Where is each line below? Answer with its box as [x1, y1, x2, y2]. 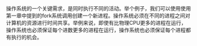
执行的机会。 [11, 34, 42, 40]
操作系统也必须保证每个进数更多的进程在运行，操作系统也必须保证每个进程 [6, 26, 186, 33]
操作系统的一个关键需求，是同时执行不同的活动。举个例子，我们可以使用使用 [6, 5, 191, 11]
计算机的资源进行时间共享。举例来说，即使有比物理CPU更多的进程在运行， [6, 20, 186, 26]
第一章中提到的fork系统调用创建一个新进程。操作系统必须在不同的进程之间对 [6, 12, 191, 19]
